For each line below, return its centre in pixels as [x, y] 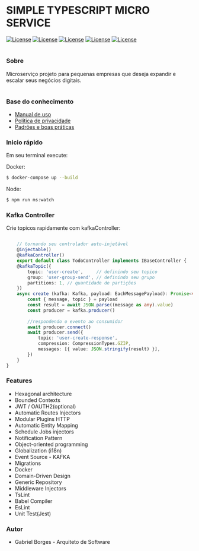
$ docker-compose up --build [42, 178]
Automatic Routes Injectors [48, 413]
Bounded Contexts [38, 400]
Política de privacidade [43, 121]
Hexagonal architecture [43, 394]
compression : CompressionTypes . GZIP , [84, 344]
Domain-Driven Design [43, 476]
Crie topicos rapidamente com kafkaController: [63, 228]
